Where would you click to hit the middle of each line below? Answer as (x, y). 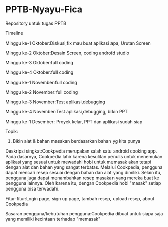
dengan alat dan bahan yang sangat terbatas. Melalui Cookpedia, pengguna (84, 167)
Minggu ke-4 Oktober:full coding (39, 72)
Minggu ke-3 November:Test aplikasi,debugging (55, 102)
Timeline (14, 33)
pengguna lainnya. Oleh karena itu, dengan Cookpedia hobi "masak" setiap (83, 183)
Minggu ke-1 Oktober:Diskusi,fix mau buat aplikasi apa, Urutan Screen (78, 43)
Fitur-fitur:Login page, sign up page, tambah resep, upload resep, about (80, 198)
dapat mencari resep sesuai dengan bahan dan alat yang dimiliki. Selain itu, (83, 172)
